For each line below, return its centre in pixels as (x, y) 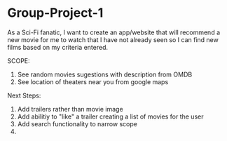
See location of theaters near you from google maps (93, 81)
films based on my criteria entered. (58, 47)
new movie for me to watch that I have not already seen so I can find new (113, 39)
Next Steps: (24, 95)
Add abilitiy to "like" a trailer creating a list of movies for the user (110, 116)
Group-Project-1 (55, 13)
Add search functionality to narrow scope (77, 123)
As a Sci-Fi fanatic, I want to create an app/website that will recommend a (114, 32)
